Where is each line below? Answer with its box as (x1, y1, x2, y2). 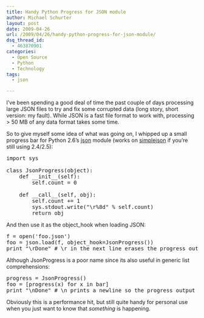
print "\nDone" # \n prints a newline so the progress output (6, 287, 195, 294)
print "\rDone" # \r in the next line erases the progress (6, 245, 186, 252)
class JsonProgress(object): (6, 167, 93, 174)
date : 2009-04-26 (6, 26, 50, 32)
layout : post (6, 20, 39, 26)
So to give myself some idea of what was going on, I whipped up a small (6, 130, 187, 138)
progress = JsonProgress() (6, 275, 87, 282)
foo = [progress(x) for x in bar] (6, 281, 109, 288)
